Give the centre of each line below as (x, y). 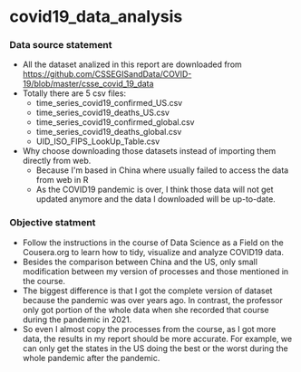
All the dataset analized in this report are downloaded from (132, 64)
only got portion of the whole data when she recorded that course (146, 310)
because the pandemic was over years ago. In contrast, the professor (152, 300)
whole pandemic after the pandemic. (91, 358)
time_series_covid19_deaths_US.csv (103, 113)
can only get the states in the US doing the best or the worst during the (155, 348)
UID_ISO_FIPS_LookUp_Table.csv (98, 141)
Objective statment (53, 223)
